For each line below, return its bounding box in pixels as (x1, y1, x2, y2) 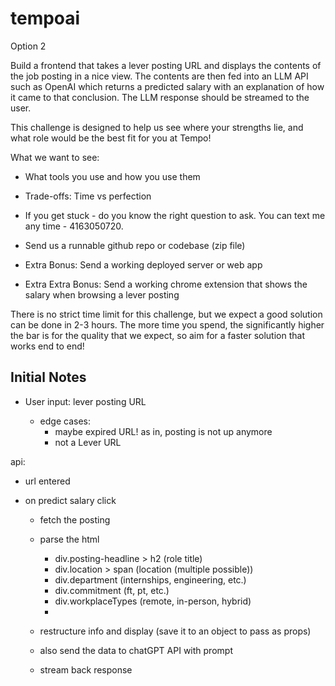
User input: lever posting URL (24, 395, 147, 407)
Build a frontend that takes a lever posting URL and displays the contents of (10, 59, 322, 71)
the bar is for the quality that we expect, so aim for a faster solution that (10, 329, 305, 341)
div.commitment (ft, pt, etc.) (54, 584, 170, 596)
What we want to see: (10, 151, 100, 163)
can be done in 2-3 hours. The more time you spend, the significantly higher (10, 318, 325, 331)
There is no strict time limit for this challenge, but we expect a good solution (10, 308, 323, 320)
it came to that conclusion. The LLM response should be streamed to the (10, 91, 310, 103)
